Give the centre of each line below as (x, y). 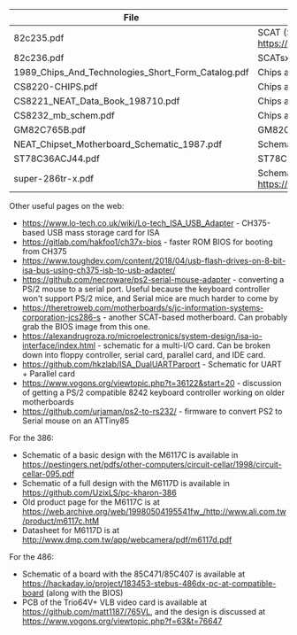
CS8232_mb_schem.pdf (64, 116)
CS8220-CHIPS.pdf (56, 86)
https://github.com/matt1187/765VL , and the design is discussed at (144, 612)
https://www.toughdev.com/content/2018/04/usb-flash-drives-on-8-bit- (154, 261)
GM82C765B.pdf (50, 130)
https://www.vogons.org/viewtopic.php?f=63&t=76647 (122, 621)
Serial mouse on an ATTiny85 (76, 421)
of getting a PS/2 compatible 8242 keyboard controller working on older (153, 392)
